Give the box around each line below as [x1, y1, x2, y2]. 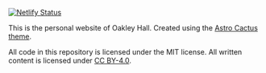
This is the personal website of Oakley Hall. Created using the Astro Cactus [8, 23, 258, 32]
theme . [8, 32, 32, 41]
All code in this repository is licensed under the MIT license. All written [8, 47, 243, 56]
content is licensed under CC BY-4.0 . [8, 56, 131, 65]
